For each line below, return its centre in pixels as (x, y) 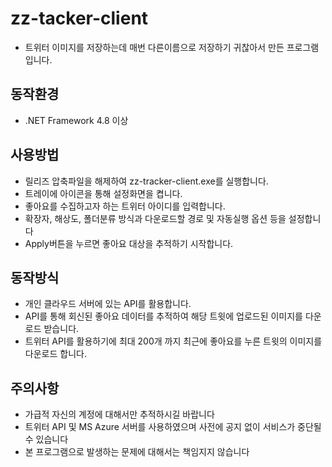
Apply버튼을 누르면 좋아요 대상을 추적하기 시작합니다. (129, 243)
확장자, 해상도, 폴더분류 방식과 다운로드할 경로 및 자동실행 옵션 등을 (155, 218)
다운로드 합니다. (55, 354)
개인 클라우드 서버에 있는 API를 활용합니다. (108, 304)
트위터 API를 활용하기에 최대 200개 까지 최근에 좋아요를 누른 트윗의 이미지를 (173, 341)
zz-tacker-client (79, 18)
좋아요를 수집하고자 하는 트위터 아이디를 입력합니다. (125, 206)
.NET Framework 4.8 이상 (76, 120)
